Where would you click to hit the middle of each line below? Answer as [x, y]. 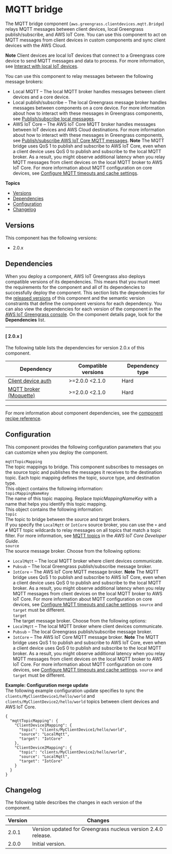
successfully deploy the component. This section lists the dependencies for [85, 293]
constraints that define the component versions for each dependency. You [84, 303]
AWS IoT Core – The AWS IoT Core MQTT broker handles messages [84, 124]
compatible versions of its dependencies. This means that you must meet [83, 282]
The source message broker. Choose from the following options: [73, 551]
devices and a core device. [41, 97]
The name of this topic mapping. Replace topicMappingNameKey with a [81, 498]
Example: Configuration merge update [47, 685]
